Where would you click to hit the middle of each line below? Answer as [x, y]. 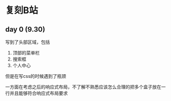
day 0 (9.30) [25, 29]
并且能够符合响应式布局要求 [38, 93]
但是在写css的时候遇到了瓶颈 [36, 76]
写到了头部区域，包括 [27, 42]
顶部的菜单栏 [26, 53]
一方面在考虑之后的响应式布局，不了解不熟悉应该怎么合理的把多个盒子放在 [83, 87]
